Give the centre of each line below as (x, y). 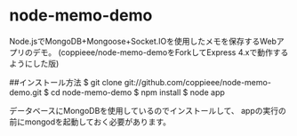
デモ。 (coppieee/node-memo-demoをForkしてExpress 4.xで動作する (161, 52)
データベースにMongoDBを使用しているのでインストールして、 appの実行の (148, 110)
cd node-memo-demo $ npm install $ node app (137, 92)
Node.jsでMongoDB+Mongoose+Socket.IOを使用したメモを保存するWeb (143, 41)
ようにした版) (34, 63)
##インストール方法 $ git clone (66, 82)
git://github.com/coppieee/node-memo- (197, 82)
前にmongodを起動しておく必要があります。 (90, 122)
